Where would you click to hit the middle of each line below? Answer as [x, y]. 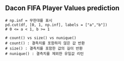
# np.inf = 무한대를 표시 [29, 20]
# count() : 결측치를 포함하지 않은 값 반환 [45, 43]
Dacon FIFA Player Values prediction [62, 8]
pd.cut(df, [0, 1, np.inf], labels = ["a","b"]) [56, 25]
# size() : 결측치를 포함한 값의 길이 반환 [44, 48]
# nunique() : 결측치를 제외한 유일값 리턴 [44, 54]
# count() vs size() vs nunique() [41, 38]
